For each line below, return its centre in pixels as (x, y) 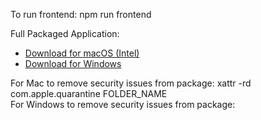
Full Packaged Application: (65, 33)
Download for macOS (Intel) (82, 53)
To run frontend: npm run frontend (81, 14)
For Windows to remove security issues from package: (123, 104)
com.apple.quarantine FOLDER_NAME (89, 93)
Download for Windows (73, 63)
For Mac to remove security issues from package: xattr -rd (131, 83)
